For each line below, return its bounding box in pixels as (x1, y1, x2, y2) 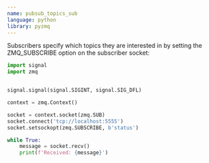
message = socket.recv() (19, 143, 90, 150)
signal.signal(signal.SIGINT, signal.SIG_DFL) (7, 87, 142, 94)
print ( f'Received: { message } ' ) (19, 149, 109, 156)
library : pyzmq (7, 23, 51, 29)
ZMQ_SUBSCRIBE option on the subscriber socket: (7, 49, 150, 57)
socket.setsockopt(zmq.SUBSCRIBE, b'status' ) (7, 124, 139, 131)
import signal (7, 62, 48, 69)
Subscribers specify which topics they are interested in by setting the (7, 42, 203, 50)
